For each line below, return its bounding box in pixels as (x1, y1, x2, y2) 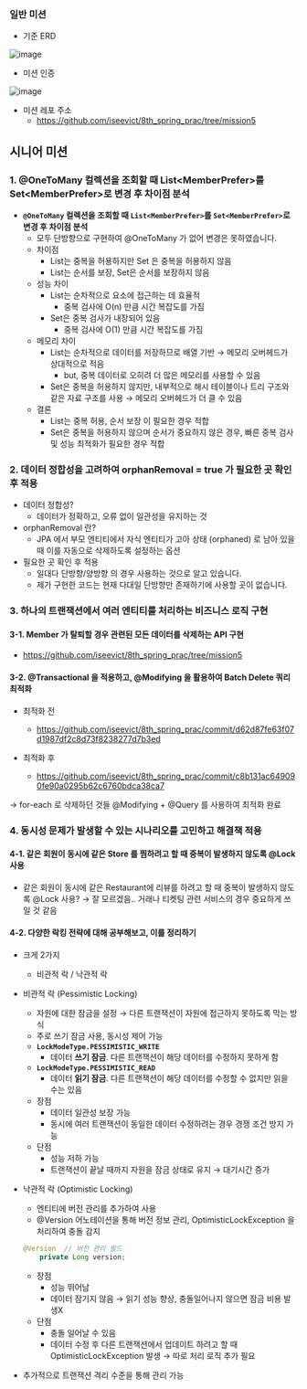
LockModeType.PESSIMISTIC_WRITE (36, 1042, 160, 1052)
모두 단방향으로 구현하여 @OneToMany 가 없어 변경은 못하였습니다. (36, 232, 277, 243)
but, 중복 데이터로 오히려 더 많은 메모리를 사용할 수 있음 (63, 369, 261, 380)
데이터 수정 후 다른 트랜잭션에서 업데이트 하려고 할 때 (49, 1339, 238, 1350)
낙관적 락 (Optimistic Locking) (22, 1183, 133, 1194)
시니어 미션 (9, 143, 69, 159)
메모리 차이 (36, 335, 76, 346)
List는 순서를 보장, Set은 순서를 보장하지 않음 (49, 267, 210, 278)
